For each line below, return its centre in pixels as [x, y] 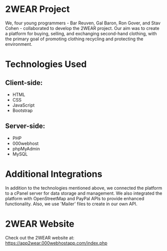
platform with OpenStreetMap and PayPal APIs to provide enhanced [75, 198]
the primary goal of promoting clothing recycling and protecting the [74, 39]
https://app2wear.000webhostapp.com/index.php [56, 243]
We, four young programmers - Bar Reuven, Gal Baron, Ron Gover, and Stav [83, 23]
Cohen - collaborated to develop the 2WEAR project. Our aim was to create [82, 28]
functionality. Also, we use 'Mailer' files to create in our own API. [71, 204]
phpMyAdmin [26, 148]
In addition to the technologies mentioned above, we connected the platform [84, 188]
